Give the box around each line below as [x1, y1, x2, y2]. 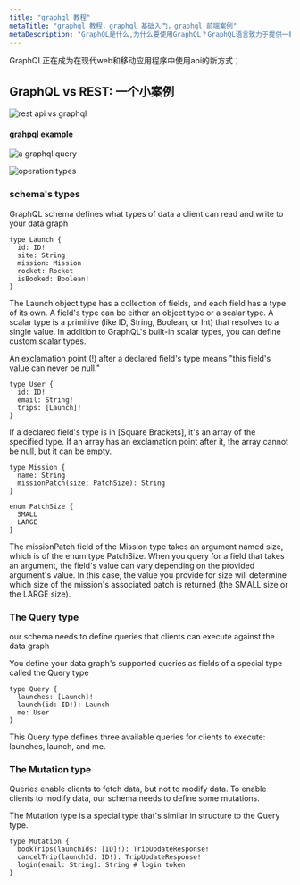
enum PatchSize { [9, 502, 74, 511]
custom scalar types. [9, 336, 87, 346]
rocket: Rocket [17, 266, 74, 275]
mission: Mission [17, 258, 82, 268]
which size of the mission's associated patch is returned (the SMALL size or [9, 579, 288, 589]
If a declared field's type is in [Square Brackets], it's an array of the [9, 426, 256, 438]
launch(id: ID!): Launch [17, 700, 110, 709]
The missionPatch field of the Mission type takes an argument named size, [9, 541, 284, 552]
